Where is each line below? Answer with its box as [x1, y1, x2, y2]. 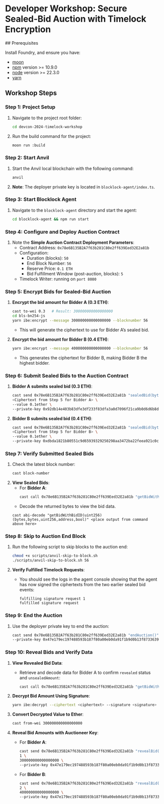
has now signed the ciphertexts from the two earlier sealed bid [19, 582, 146, 588]
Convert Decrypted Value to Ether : [12, 711, 84, 717]
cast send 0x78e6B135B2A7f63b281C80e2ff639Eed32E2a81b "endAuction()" [12, 633, 159, 638]
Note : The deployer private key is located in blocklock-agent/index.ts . [12, 184, 155, 189]
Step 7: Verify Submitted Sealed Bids [5, 450, 94, 457]
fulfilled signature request [19, 601, 79, 606]
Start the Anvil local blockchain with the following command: [12, 165, 134, 171]
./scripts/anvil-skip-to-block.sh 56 [12, 558, 89, 563]
